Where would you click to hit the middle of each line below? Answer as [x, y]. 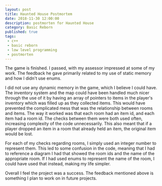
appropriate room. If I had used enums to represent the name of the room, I [80, 159]
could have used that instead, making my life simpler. [58, 164]
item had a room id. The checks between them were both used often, [74, 118]
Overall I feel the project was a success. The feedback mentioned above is [79, 173]
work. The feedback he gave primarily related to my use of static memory [78, 73]
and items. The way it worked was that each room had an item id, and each [80, 114]
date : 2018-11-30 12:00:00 [32, 18]
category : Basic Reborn [29, 28]
